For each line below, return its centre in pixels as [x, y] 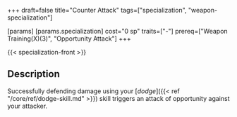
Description [34, 74]
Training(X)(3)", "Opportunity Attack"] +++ [69, 39]
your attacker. [28, 106]
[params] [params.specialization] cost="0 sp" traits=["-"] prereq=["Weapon [117, 31]
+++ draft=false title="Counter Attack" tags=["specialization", [97, 10]
